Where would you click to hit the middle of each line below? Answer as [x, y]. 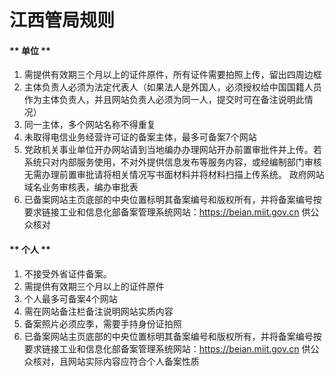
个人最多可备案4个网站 [70, 298]
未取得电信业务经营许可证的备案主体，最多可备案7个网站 [140, 137]
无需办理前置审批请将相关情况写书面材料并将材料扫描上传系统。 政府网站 [174, 175]
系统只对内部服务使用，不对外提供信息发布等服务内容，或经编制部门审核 [172, 162]
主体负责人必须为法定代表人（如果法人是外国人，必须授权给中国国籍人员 [172, 87]
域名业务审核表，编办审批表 [81, 187]
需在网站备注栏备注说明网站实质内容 [98, 311]
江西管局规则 [62, 20]
